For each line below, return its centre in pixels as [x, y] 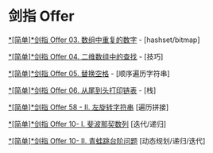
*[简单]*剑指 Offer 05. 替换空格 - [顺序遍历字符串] [89, 73]
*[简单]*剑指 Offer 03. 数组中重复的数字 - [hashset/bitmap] [104, 40]
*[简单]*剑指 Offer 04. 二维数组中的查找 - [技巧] [86, 56]
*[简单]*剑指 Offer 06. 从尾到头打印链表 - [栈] [82, 90]
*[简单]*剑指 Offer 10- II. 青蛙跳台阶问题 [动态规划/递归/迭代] [107, 140]
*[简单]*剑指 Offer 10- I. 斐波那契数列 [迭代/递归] [87, 124]
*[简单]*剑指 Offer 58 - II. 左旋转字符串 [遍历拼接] [89, 107]
